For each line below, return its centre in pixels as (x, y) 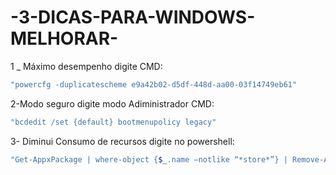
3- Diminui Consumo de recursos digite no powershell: (122, 141)
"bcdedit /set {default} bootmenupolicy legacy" (113, 122)
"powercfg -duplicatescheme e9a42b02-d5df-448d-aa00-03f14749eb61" (154, 84)
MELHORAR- (64, 38)
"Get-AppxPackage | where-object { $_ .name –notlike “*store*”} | (149, 159)
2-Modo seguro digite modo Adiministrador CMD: (112, 103)
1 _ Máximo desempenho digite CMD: (86, 66)
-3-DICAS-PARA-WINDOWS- (133, 17)
